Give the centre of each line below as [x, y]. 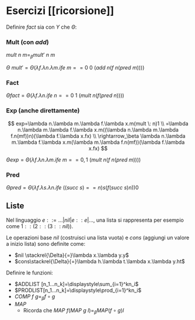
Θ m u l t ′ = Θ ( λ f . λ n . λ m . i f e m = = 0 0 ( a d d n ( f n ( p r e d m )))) [75, 68]
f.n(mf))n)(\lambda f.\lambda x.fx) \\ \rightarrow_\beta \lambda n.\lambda [98, 136]
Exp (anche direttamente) [43, 111]
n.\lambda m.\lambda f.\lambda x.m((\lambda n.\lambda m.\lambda [98, 129]
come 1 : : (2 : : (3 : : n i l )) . [40, 226]
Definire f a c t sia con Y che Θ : [41, 27]
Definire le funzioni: [30, 273]
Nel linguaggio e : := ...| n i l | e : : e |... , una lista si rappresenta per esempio [95, 220]
